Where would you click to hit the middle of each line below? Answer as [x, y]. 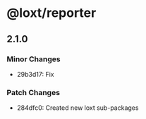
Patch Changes [34, 92]
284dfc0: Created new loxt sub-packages [78, 108]
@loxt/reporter [51, 13]
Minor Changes [34, 59]
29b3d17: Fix [35, 74]
